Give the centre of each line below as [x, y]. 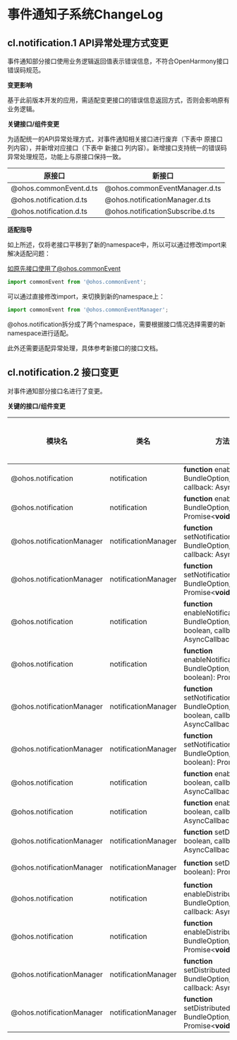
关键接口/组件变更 [34, 124]
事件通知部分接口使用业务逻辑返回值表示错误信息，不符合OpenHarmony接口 [118, 61]
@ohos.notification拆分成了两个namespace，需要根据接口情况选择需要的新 [116, 324]
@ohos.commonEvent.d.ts [54, 188]
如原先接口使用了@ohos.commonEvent [64, 268]
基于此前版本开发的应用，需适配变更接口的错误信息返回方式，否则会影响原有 [119, 100]
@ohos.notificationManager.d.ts [158, 200]
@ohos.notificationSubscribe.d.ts [160, 211]
